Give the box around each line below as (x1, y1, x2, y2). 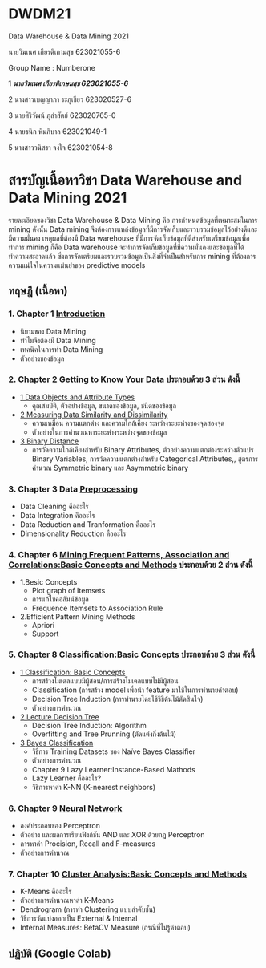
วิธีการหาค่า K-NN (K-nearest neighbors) (31, 782, 156, 792)
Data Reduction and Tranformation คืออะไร (19, 520, 156, 529)
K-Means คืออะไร (19, 887, 72, 897)
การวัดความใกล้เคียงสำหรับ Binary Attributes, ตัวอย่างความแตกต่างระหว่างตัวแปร (31, 444, 254, 454)
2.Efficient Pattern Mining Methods (19, 612, 135, 622)
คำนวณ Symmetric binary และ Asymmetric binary (31, 463, 189, 472)
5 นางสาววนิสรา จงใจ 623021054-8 (8, 142, 114, 152)
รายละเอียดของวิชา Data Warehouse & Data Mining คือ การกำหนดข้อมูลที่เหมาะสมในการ (8, 215, 258, 225)
